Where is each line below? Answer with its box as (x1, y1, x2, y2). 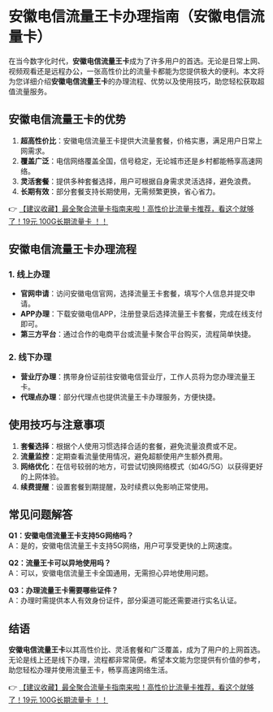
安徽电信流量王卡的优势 (8, 113, 126, 127)
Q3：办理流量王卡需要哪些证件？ (8, 585, 119, 595)
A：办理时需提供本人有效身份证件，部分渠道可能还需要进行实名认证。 (8, 596, 241, 606)
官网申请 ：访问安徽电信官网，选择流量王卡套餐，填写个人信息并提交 (19, 289, 249, 299)
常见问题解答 (8, 507, 73, 521)
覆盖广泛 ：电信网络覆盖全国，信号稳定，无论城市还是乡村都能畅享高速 (19, 156, 256, 166)
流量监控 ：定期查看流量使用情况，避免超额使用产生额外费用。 (19, 451, 227, 461)
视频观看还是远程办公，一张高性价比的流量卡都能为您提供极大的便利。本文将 (8, 66, 265, 76)
